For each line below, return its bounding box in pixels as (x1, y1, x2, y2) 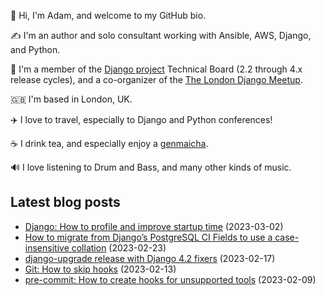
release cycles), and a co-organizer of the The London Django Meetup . (10, 74, 303, 85)
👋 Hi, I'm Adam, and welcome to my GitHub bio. (10, 10, 207, 21)
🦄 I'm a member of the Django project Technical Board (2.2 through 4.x (10, 63, 303, 75)
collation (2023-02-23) (71, 241, 167, 254)
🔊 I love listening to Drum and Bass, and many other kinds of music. (10, 161, 292, 173)
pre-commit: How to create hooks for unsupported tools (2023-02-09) (24, 273, 317, 285)
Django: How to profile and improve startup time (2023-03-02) (24, 220, 284, 232)
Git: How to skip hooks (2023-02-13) (24, 263, 177, 275)
